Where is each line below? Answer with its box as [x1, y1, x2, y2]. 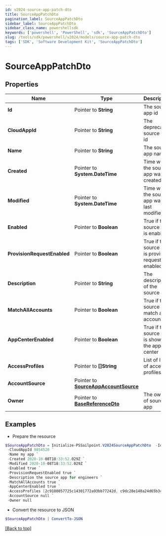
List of [143, 356, 158, 363]
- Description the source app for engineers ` [7, 475, 103, 480]
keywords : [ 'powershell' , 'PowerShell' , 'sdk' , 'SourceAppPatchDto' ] [5, 30, 152, 35]
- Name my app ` [7, 452, 39, 457]
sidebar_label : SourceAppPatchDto [5, 21, 77, 26]
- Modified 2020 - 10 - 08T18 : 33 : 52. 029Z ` [7, 461, 87, 466]
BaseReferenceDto [74, 400, 120, 407]
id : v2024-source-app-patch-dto [5, 7, 72, 12]
